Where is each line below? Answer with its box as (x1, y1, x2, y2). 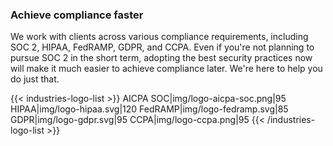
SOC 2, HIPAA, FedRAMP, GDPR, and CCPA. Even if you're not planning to (10, 41, 315, 53)
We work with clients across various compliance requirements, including (10, 31, 309, 43)
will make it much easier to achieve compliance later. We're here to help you (10, 63, 323, 75)
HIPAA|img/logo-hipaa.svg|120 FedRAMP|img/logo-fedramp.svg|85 (10, 103, 289, 115)
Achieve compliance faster (10, 8, 144, 22)
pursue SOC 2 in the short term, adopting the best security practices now (10, 52, 313, 64)
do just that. (10, 73, 60, 85)
